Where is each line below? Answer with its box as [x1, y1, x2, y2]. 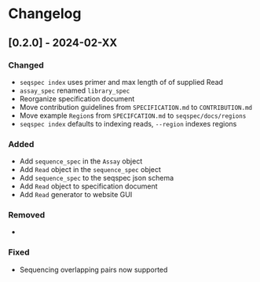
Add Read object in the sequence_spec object [19, 165, 161, 174]
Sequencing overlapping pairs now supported [19, 265, 168, 274]
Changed [8, 60, 45, 71]
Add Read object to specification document [19, 181, 159, 191]
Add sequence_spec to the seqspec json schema [19, 174, 174, 183]
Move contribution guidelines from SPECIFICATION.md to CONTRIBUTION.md [19, 102, 253, 112]
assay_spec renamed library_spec [19, 86, 130, 95]
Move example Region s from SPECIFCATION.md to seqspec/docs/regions [19, 111, 247, 120]
